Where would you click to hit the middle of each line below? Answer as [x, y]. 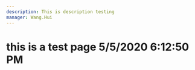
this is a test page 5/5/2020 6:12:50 [97, 47]
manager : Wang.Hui [29, 17]
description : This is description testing [60, 12]
